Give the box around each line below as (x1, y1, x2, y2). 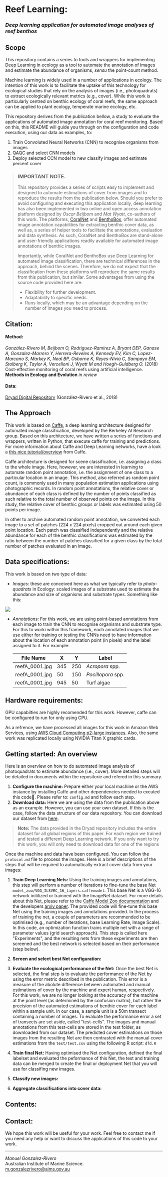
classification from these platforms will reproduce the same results (17, 269, 155, 275)
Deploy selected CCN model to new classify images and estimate (12, 155, 147, 161)
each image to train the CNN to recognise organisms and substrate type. (12, 621, 162, 627)
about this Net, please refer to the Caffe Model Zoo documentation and (12, 898, 159, 904)
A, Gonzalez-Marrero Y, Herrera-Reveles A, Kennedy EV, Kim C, (5, 350, 137, 356)
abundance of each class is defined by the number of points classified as (5, 491, 156, 497)
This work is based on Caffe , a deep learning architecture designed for (5, 422, 151, 428)
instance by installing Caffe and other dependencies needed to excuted (12, 789, 160, 795)
